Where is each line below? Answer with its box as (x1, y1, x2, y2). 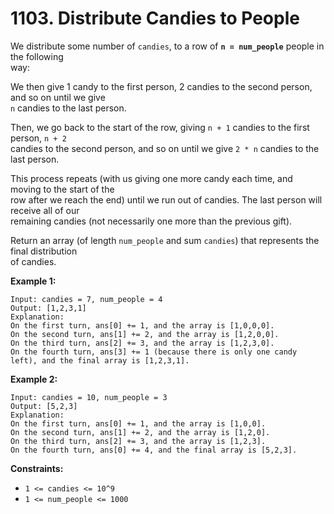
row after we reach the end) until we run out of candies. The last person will (10, 193, 323, 206)
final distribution (10, 245, 78, 257)
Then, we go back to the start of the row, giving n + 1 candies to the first (10, 121, 310, 133)
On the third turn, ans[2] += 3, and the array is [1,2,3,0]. (10, 338, 275, 348)
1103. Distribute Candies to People (10, 7, 300, 30)
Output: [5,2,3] (10, 401, 78, 411)
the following (10, 50, 64, 62)
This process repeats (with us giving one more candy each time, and (10, 172, 293, 184)
